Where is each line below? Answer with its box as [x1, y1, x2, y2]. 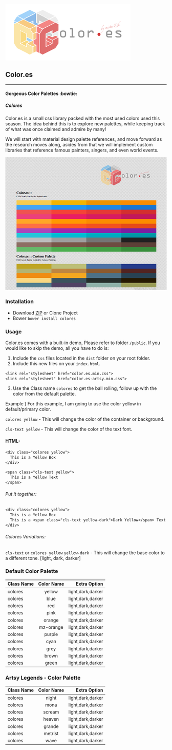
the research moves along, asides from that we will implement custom [5, 142, 153, 148]
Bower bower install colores [12, 315, 76, 321]
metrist [44, 730, 59, 736]
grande [43, 723, 59, 729]
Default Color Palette [5, 568, 58, 575]
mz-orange [39, 624, 63, 630]
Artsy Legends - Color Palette [5, 674, 81, 681]
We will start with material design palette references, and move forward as [5, 136, 162, 142]
